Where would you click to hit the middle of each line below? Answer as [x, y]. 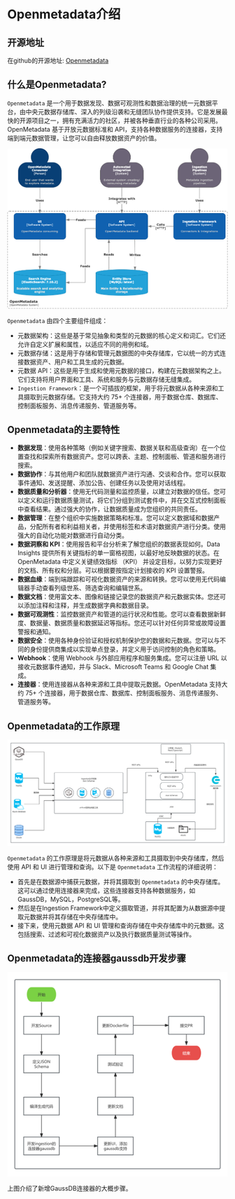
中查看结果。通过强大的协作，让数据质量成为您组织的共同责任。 [109, 509]
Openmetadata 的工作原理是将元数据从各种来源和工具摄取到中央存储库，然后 [116, 858]
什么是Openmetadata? [57, 85]
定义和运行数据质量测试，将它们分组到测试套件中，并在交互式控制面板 [124, 500]
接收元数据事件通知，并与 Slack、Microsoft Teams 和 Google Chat [113, 667]
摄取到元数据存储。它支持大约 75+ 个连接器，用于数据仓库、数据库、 [123, 397]
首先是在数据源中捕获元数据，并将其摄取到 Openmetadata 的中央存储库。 [121, 882]
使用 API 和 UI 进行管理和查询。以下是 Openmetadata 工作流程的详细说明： [113, 867]
